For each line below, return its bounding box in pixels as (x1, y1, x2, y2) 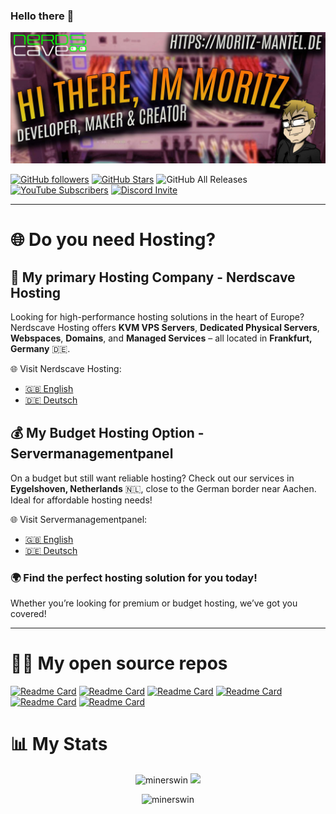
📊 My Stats (10, 733, 108, 756)
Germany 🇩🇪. (10, 342, 71, 354)
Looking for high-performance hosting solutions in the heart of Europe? (10, 310, 305, 323)
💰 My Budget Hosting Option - (10, 425, 205, 442)
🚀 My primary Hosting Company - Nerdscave (10, 269, 296, 286)
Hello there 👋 (10, 9, 75, 23)
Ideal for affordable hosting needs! (10, 494, 153, 506)
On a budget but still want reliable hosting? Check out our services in (10, 472, 295, 484)
